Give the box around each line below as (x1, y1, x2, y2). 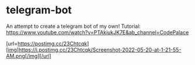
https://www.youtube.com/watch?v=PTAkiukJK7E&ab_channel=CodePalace (6, 28, 189, 35)
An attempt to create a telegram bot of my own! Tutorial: (6, 23, 141, 30)
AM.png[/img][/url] (6, 52, 51, 59)
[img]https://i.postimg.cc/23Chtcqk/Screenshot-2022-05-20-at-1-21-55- (6, 46, 182, 53)
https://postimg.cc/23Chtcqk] (17, 40, 89, 47)
